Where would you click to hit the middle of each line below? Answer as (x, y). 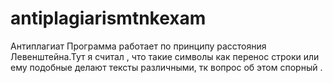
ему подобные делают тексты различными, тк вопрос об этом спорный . (166, 67)
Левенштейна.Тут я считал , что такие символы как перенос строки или (165, 56)
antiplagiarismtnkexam (108, 18)
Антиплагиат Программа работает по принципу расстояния (138, 46)
